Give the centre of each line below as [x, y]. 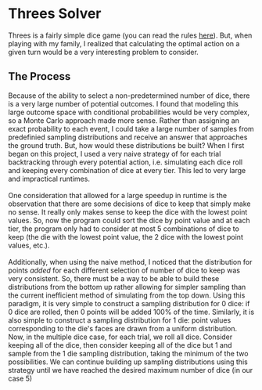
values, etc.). [29, 245]
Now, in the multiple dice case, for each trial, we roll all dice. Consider [120, 337]
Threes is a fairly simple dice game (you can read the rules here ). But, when [130, 35]
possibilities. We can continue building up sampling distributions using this [128, 362]
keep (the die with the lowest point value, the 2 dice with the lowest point [126, 237]
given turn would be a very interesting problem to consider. [104, 52]
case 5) [20, 378]
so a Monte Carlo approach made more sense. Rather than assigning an [124, 120]
